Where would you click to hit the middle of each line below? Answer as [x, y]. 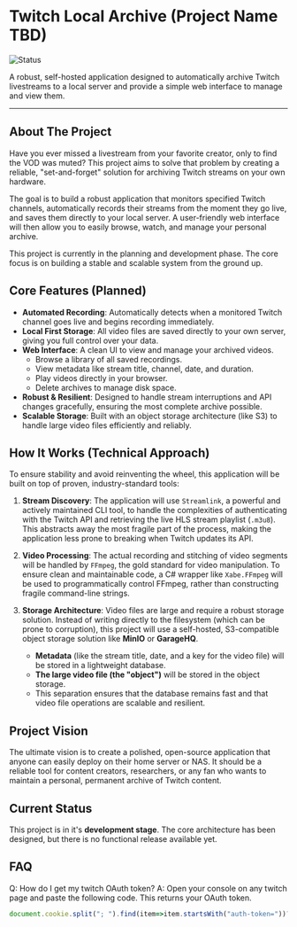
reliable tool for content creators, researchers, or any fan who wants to [138, 771]
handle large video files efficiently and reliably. [107, 425]
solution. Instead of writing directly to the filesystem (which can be [143, 620]
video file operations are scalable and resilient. [120, 703]
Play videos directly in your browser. [101, 378]
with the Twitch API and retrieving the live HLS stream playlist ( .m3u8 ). [148, 519]
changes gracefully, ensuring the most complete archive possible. [142, 406]
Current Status [51, 808]
